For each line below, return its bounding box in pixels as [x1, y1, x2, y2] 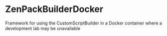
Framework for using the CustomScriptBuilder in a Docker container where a [5, 20, 162, 26]
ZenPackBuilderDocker [5, 3, 104, 15]
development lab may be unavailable [5, 25, 81, 31]
